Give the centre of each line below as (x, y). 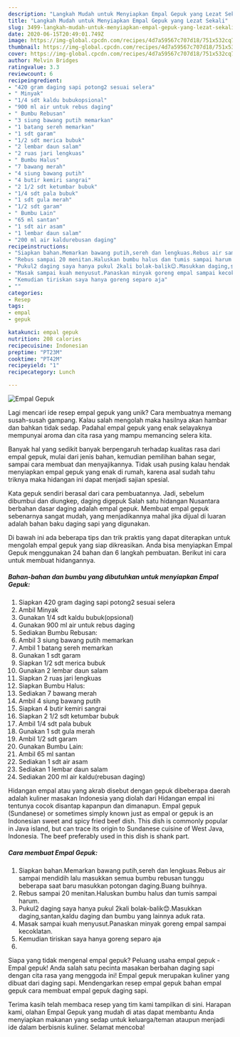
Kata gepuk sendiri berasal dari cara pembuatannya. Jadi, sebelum (106, 493)
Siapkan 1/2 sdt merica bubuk (62, 663)
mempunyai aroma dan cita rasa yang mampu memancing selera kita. (110, 435)
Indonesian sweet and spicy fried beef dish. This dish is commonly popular (118, 821)
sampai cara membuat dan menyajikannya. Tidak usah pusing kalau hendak (119, 464)
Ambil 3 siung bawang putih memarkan (76, 640)
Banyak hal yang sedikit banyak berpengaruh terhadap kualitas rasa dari (114, 449)
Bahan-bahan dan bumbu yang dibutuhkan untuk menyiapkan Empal (113, 576)
